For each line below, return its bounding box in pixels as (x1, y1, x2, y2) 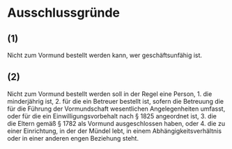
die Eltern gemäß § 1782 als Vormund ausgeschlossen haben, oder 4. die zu (7, 119, 225, 127)
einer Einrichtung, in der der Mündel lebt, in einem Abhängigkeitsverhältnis (7, 127, 222, 135)
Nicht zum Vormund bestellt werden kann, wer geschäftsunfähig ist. (7, 51, 203, 59)
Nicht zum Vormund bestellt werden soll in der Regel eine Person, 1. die (7, 89, 212, 98)
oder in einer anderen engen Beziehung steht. (7, 134, 139, 142)
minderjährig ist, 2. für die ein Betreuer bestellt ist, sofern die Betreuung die (7, 97, 224, 105)
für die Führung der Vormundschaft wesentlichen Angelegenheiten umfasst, (7, 104, 226, 113)
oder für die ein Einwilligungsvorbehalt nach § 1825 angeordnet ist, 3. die (7, 111, 217, 120)
